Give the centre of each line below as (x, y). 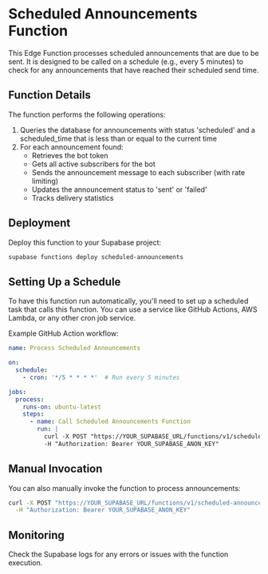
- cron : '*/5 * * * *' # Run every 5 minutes (101, 377)
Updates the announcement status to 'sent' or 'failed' (119, 189)
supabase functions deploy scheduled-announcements (96, 257)
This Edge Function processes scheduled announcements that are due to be (134, 53)
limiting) (45, 181)
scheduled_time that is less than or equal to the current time (118, 138)
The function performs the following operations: (87, 114)
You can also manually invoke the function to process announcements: (124, 488)
